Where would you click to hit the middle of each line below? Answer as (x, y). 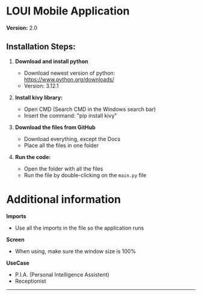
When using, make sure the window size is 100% (75, 251)
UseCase (18, 263)
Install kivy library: (39, 97)
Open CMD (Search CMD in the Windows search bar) (90, 109)
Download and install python (51, 61)
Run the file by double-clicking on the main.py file (85, 175)
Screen (16, 239)
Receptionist (30, 281)
